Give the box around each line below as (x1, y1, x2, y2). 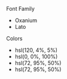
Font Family (6, 5, 35, 12)
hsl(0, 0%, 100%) (14, 53, 58, 60)
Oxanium (14, 17, 38, 24)
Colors (6, 35, 23, 42)
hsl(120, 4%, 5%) (14, 46, 58, 54)
